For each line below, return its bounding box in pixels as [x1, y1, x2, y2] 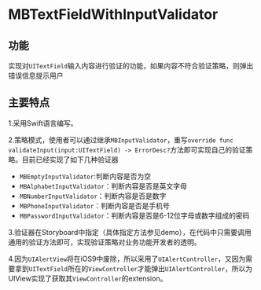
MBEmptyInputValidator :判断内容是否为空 [19, 171, 152, 181]
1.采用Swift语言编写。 [8, 118, 78, 127]
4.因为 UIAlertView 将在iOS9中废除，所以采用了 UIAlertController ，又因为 [8, 254, 246, 263]
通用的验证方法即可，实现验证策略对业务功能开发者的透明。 [8, 237, 201, 247]
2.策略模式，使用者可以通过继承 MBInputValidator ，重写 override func [8, 135, 234, 145]
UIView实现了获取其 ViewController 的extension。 [8, 273, 167, 283]
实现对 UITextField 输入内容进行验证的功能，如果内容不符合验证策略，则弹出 [8, 61, 254, 70]
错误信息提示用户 [8, 71, 64, 80]
